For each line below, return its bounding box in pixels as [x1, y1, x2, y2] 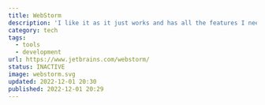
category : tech [8, 26, 58, 34]
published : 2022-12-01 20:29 [8, 84, 104, 93]
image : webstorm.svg [8, 70, 77, 78]
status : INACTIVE [8, 63, 65, 71]
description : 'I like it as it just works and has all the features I [8, 19, 245, 27]
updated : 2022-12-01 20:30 [8, 77, 97, 85]
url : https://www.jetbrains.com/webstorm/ [8, 56, 150, 64]
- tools [15, 41, 41, 49]
